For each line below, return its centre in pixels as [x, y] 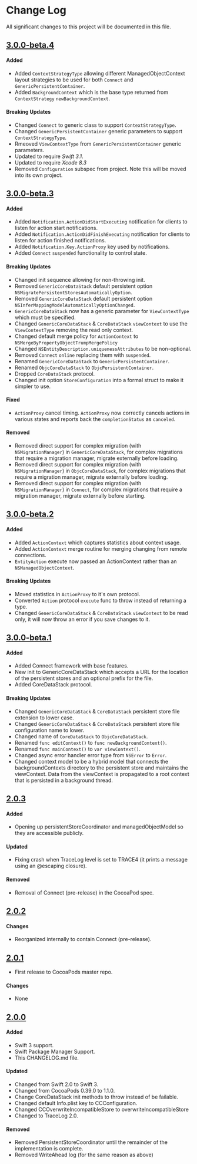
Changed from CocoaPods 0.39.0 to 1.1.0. [65, 1090]
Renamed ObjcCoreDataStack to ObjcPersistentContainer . [84, 367]
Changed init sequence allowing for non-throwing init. [80, 280]
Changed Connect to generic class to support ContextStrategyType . [95, 125]
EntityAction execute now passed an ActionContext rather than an [96, 561]
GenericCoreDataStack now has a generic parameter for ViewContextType [102, 311]
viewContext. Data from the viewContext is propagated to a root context [102, 774]
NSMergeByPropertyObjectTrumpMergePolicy [66, 343]
